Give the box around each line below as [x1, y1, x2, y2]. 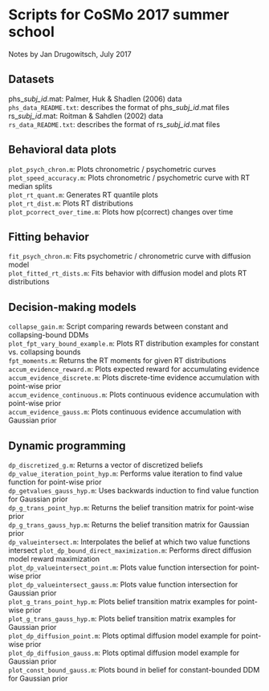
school [8, 22, 55, 41]
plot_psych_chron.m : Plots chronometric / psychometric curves [8, 164, 217, 174]
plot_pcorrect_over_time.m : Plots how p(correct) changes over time [8, 206, 234, 216]
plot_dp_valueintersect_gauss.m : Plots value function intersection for [8, 580, 238, 589]
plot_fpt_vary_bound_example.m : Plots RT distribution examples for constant [8, 339, 259, 349]
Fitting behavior [8, 230, 90, 243]
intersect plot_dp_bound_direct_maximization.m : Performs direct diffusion [8, 546, 252, 555]
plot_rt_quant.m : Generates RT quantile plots [8, 190, 159, 199]
